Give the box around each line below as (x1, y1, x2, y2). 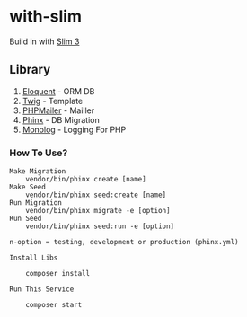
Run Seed (9, 214, 42, 224)
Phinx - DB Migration (22, 114, 101, 125)
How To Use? (9, 146, 68, 159)
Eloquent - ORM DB (22, 85, 95, 96)
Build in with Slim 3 (9, 36, 80, 47)
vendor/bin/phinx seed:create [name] (25, 190, 167, 199)
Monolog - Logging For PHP (22, 124, 127, 135)
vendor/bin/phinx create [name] (25, 175, 146, 184)
